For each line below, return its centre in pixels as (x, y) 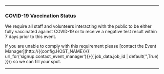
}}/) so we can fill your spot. (33, 62)
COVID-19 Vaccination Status (41, 16)
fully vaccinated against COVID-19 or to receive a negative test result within (81, 32)
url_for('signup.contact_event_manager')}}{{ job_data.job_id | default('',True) (82, 56)
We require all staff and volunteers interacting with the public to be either (79, 26)
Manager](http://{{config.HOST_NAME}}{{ (47, 51)
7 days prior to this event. (31, 37)
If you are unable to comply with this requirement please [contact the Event (81, 46)
